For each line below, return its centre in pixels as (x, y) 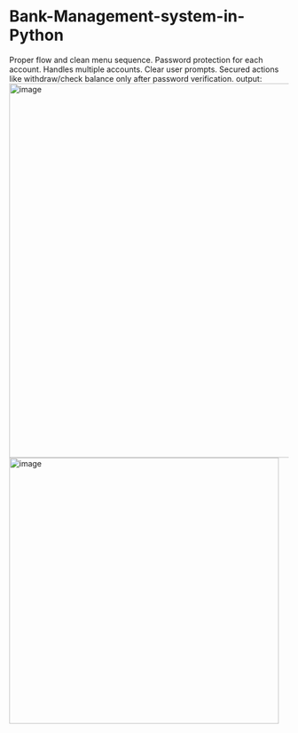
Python (36, 35)
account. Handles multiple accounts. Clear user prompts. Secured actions (144, 69)
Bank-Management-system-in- (127, 16)
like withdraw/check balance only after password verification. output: (136, 78)
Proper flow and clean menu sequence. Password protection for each (136, 60)
